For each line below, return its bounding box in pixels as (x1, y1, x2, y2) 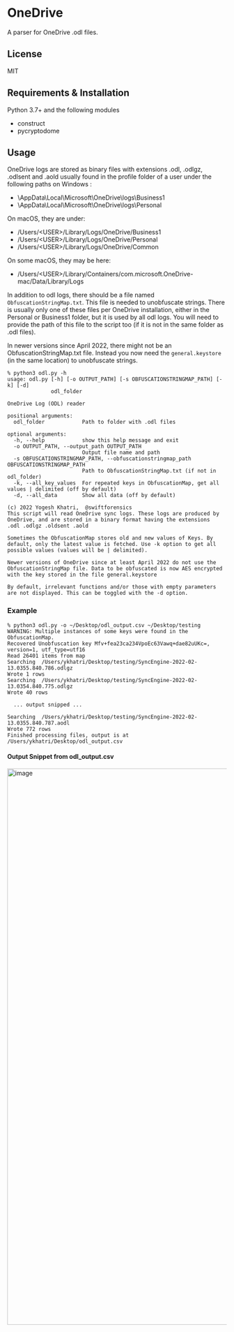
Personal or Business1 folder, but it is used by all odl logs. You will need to (7, 313, 219, 322)
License (7, 48, 42, 60)
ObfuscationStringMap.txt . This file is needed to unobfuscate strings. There (7, 298, 225, 306)
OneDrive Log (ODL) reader (7, 400, 86, 408)
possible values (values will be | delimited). (7, 547, 148, 554)
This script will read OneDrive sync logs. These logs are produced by (7, 510, 219, 517)
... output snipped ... (13, 701, 82, 708)
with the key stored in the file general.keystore (7, 571, 157, 579)
